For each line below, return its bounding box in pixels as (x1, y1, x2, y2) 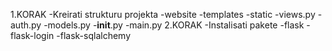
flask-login (10, 30, 55, 41)
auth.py (10, 19, 42, 31)
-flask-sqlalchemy (56, 30, 132, 41)
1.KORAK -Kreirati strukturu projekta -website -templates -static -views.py (10, 9, 316, 20)
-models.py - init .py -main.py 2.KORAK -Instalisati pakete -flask (43, 19, 305, 31)
